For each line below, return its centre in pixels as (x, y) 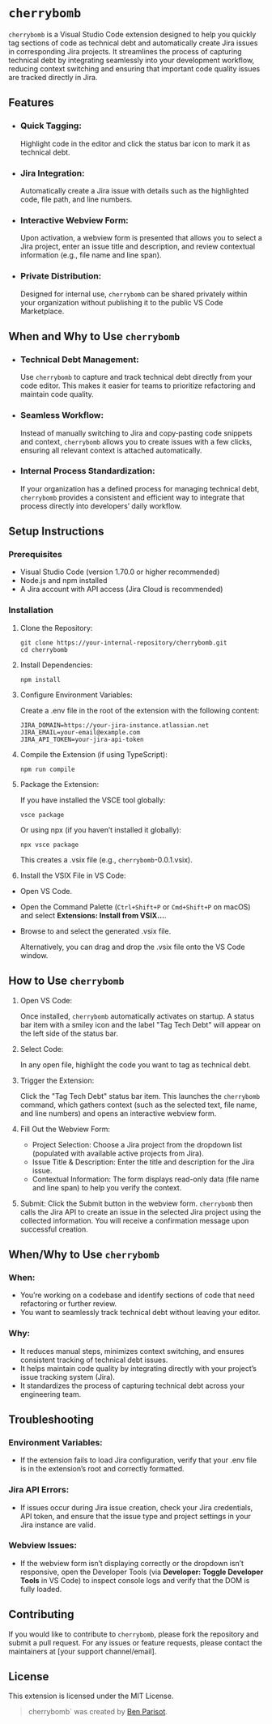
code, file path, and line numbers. (76, 199)
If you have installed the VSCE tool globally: (93, 800)
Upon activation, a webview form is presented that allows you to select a (141, 238)
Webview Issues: (42, 1546)
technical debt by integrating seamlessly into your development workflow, (132, 60)
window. (34, 955)
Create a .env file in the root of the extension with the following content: (140, 710)
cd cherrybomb (44, 649)
